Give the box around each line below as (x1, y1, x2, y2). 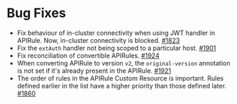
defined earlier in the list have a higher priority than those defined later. (16, 81, 226, 90)
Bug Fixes (6, 5, 66, 21)
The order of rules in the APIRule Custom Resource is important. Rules (16, 73, 224, 83)
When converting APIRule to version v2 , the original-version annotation (16, 58, 231, 67)
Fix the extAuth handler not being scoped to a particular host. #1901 (16, 43, 216, 52)
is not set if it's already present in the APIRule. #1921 (16, 66, 171, 75)
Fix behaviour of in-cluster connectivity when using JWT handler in (16, 28, 216, 37)
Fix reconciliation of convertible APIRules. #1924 (16, 51, 160, 60)
